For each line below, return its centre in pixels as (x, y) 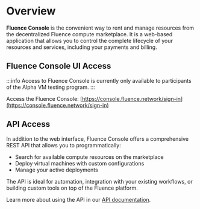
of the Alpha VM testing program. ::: (51, 87)
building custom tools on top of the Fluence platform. (72, 188)
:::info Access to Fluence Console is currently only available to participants (99, 80)
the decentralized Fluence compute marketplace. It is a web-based (89, 34)
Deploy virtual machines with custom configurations (80, 163)
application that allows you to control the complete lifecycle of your (90, 40)
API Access (28, 124)
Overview (31, 11)
